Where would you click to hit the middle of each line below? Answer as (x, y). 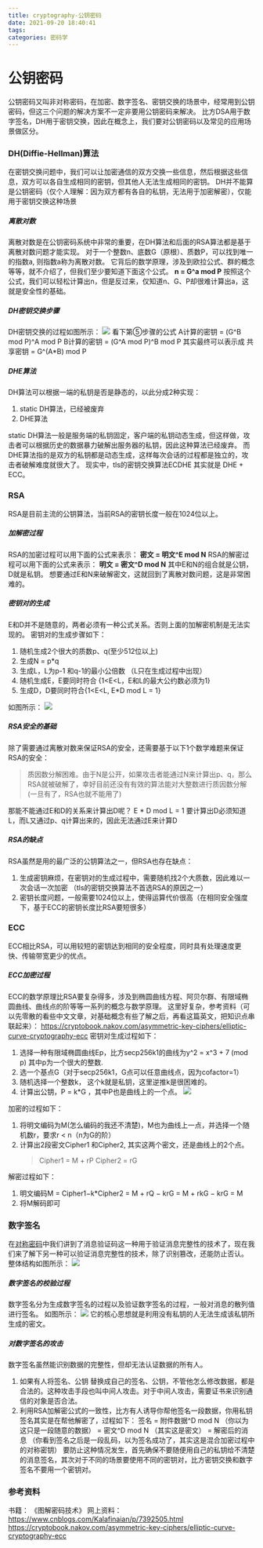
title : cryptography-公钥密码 (55, 15)
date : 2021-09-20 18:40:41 (52, 23)
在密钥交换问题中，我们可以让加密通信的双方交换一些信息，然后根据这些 (124, 172)
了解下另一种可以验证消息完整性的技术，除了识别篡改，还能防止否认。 (135, 1254)
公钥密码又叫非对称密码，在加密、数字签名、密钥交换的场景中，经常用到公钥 (131, 102)
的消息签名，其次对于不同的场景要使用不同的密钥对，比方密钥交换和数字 (136, 1460)
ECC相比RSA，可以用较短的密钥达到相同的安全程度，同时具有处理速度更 (125, 946)
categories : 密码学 (38, 37)
